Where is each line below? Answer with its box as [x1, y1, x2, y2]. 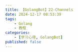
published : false [5, 40, 41, 45]
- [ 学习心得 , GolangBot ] [14, 35, 63, 40]
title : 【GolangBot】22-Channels [5, 7, 73, 12]
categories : [5, 30, 30, 35]
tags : [5, 16, 16, 21]
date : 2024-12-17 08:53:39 [5, 12, 61, 17]
